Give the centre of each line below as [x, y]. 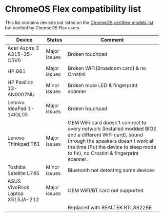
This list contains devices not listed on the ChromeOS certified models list [79, 22]
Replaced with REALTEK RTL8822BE [110, 207]
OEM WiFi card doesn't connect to [107, 122]
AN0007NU [21, 94]
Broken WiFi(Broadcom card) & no [107, 68]
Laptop [16, 193]
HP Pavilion [21, 82]
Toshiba [17, 167]
